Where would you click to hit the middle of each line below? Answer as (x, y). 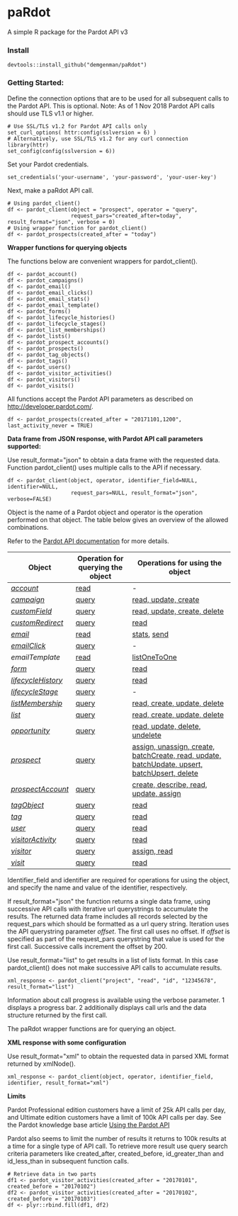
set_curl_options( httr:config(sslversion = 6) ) (82, 132)
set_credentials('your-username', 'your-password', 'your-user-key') (112, 177)
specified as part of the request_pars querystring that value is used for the (116, 938)
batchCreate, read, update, (177, 755)
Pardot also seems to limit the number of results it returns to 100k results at (117, 1138)
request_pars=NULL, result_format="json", (134, 493)
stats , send (150, 634)
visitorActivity (34, 839)
